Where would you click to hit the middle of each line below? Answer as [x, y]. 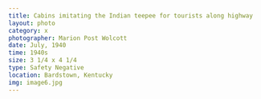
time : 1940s [28, 53]
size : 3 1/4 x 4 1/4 [43, 61]
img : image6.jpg [35, 82]
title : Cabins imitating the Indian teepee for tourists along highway [130, 16]
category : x [28, 30]
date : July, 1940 [37, 46]
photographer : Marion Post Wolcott [68, 38]
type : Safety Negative [46, 68]
